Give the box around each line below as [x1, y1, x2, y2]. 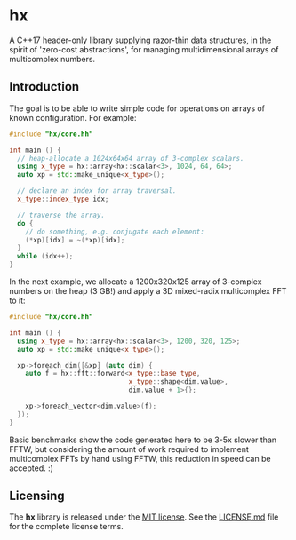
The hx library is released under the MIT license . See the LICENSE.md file [9, 512, 279, 522]
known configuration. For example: [9, 112, 137, 123]
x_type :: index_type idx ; [17, 195, 109, 203]
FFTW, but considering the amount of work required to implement [9, 443, 249, 454]
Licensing [9, 488, 65, 504]
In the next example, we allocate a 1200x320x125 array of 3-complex [9, 276, 262, 287]
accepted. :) [9, 463, 53, 473]
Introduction [9, 79, 80, 94]
